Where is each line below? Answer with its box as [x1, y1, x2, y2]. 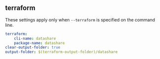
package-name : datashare [14, 40, 65, 45]
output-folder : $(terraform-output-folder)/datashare [5, 50, 118, 55]
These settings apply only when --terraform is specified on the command [5, 17, 155, 22]
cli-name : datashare [14, 36, 56, 41]
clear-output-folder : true [5, 45, 61, 50]
